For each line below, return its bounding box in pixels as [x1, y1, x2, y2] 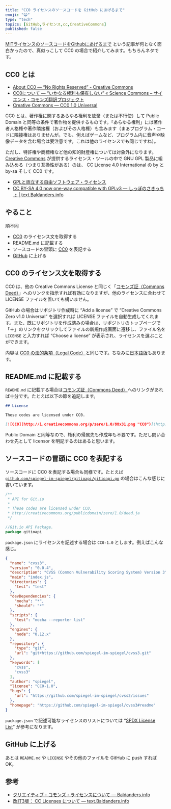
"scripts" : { [10, 613, 38, 618]
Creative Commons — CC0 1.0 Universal [12, 102, 98, 108]
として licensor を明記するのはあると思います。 [18, 438, 118, 444]
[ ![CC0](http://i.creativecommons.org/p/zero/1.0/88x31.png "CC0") [5, 422, 152, 427]
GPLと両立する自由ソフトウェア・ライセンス [12, 179, 106, 185]
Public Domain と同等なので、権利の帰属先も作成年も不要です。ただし [5, 432, 152, 437]
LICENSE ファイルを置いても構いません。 [5, 296, 92, 302]
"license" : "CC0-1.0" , [10, 684, 58, 689]
